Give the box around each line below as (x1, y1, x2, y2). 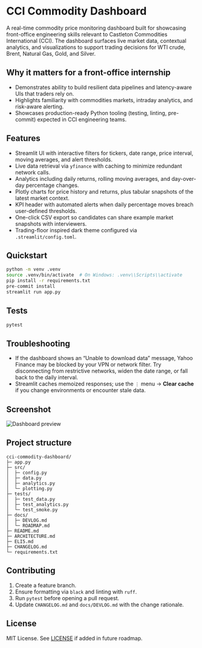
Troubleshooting (6, 338, 71, 349)
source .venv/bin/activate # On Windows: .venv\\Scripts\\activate (6, 272, 183, 278)
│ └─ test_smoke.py (6, 506, 59, 512)
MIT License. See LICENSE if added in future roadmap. (6, 634, 143, 642)
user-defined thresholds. (15, 207, 77, 214)
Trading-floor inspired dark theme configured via (15, 226, 137, 234)
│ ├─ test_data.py (6, 496, 56, 502)
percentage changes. (25, 182, 79, 189)
